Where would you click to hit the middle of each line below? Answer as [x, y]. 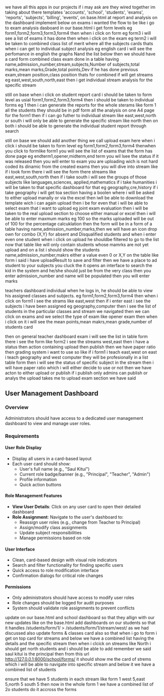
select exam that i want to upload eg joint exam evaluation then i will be [77, 208]
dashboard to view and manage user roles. [48, 423]
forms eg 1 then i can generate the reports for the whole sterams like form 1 [81, 105]
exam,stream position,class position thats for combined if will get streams [79, 75]
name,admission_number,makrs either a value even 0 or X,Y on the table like [82, 255]
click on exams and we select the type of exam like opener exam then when [81, 316]
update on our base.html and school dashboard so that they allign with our [80, 618]
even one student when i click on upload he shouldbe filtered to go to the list [82, 239]
